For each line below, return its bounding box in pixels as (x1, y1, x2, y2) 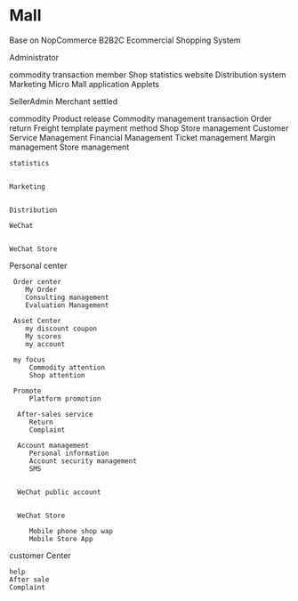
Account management (17, 441, 90, 450)
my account (25, 339, 66, 348)
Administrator (9, 52, 60, 62)
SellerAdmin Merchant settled (9, 95, 118, 107)
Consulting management (25, 293, 109, 302)
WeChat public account (17, 487, 101, 497)
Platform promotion (28, 394, 101, 403)
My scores (25, 331, 62, 341)
